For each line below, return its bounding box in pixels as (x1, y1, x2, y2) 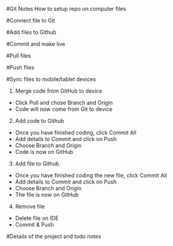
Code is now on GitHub (15, 148, 73, 155)
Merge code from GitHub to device (15, 87, 103, 95)
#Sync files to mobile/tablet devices (6, 76, 96, 82)
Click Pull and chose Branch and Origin (15, 99, 114, 106)
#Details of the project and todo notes (6, 233, 101, 240)
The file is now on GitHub (15, 191, 79, 198)
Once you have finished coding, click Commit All (15, 129, 137, 136)
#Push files (6, 64, 35, 71)
